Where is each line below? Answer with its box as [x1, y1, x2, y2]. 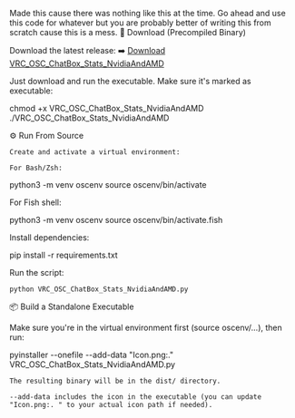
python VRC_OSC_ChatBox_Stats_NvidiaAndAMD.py [9, 285, 189, 294]
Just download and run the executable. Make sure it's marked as [9, 76, 251, 86]
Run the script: [9, 267, 64, 277]
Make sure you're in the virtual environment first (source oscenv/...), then [9, 322, 283, 333]
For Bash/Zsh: [9, 163, 64, 172]
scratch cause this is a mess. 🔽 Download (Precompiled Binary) [9, 27, 247, 37]
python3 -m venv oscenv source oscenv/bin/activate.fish [9, 215, 223, 225]
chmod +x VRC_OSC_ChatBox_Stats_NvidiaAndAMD [9, 103, 204, 113]
